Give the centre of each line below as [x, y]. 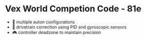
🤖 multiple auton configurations [43, 22]
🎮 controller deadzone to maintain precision [57, 32]
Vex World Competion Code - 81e [73, 9]
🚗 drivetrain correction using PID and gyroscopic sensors [69, 27]
